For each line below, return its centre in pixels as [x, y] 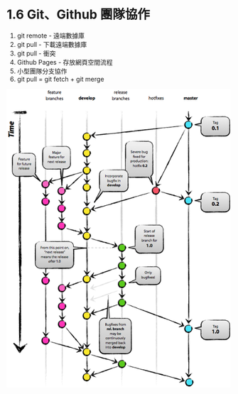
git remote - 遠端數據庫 [51, 35]
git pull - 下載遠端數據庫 [52, 44]
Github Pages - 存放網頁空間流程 [65, 62]
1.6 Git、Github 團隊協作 [79, 15]
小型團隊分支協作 [42, 71]
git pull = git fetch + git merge [60, 79]
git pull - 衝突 [36, 53]
